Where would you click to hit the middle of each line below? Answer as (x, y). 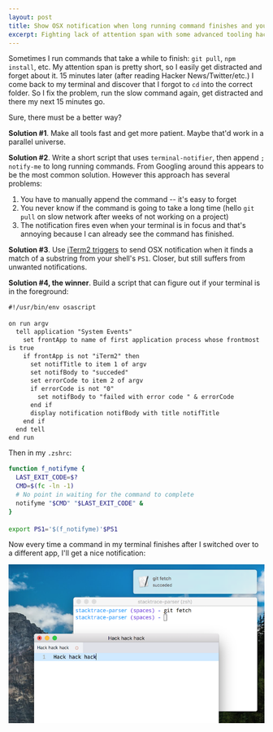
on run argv (28, 324)
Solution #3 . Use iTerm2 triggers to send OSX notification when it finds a (131, 250)
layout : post (30, 17)
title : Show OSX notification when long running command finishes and (130, 26)
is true (22, 348)
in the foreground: (39, 291)
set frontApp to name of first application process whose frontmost (141, 340)
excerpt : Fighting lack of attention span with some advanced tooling (130, 34)
